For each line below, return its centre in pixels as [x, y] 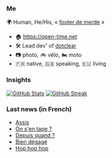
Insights [19, 80]
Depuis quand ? [35, 135]
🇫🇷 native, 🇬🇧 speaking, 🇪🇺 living [61, 64]
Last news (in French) [39, 109]
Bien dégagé [31, 142]
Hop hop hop [32, 148]
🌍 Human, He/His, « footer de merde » [56, 22]
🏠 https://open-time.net [46, 37]
